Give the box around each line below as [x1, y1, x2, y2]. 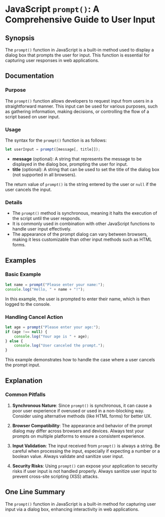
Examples [5, 256, 36, 265]
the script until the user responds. [12, 216, 82, 222]
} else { [5, 339, 23, 344]
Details [5, 199, 23, 206]
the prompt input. [5, 362, 41, 368]
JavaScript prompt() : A [5, 3, 100, 15]
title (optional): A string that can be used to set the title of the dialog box [12, 166, 160, 172]
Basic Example [5, 271, 41, 278]
